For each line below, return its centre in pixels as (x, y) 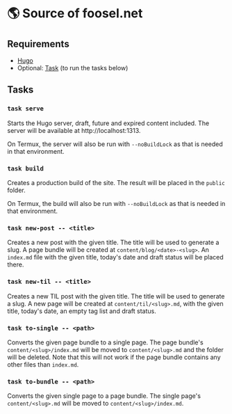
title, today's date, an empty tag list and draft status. (82, 311)
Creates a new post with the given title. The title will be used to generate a (113, 242)
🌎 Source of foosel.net (75, 14)
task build (25, 168)
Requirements (38, 43)
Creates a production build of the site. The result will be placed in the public (116, 182)
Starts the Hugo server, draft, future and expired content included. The (108, 123)
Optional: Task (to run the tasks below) (73, 68)
